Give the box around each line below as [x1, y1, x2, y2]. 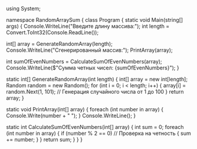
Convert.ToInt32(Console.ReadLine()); [6, 29, 99, 36]
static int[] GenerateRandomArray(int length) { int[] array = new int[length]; [6, 76, 188, 82]
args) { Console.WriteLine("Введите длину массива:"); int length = [6, 23, 170, 29]
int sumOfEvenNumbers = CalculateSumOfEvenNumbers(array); [6, 58, 162, 65]
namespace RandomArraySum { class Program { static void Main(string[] [6, 16, 183, 23]
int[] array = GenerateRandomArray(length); [6, 41, 113, 47]
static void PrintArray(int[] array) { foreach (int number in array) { [6, 106, 164, 112]
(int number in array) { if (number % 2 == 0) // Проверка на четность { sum [6, 130, 192, 137]
